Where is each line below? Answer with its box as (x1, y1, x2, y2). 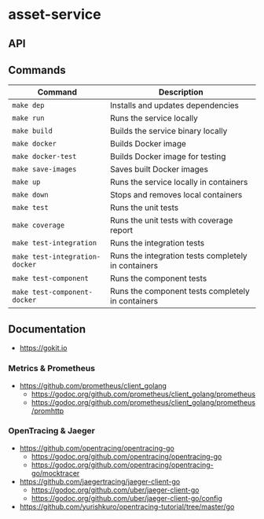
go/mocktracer (31, 468, 80, 477)
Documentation (8, 322, 86, 336)
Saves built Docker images (109, 164, 208, 175)
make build (12, 127, 53, 135)
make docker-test (12, 152, 77, 161)
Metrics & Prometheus (8, 363, 96, 374)
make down (12, 190, 49, 200)
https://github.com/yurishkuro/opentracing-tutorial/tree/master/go (19, 502, 235, 511)
